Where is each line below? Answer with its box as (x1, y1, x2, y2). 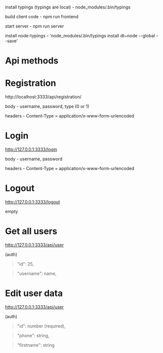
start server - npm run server (5, 23, 64, 29)
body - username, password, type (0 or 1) (5, 103, 89, 110)
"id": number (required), (17, 323, 66, 329)
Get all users (5, 226, 57, 237)
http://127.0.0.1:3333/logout (5, 199, 60, 205)
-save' (5, 38, 18, 44)
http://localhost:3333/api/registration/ (5, 94, 82, 100)
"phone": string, (17, 332, 50, 338)
